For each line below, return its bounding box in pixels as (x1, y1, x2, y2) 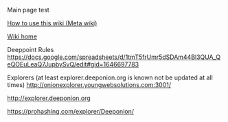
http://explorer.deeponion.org (7, 94, 91, 102)
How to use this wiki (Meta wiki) (7, 19, 98, 27)
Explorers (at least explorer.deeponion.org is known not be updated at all (7, 73, 213, 82)
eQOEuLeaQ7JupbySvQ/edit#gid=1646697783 (7, 60, 139, 68)
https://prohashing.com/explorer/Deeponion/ (7, 108, 134, 115)
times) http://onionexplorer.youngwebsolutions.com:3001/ (7, 81, 172, 88)
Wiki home (7, 32, 38, 40)
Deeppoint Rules (7, 46, 54, 53)
